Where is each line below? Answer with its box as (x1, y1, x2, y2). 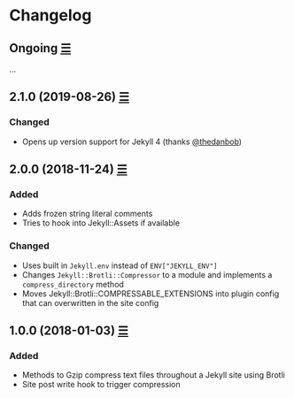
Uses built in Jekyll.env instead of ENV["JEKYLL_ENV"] (21, 260, 218, 271)
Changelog (9, 5, 92, 26)
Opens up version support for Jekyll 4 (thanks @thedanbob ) (21, 136, 242, 147)
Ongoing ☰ (9, 41, 72, 56)
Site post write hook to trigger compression (21, 379, 182, 390)
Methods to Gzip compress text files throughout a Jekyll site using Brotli (21, 370, 285, 380)
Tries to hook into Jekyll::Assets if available (21, 218, 180, 228)
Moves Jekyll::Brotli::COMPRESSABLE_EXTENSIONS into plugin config (21, 288, 280, 299)
